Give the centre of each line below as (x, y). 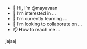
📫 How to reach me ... (36, 30)
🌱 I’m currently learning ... (40, 18)
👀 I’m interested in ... (34, 13)
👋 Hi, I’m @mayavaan (35, 8)
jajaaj (11, 41)
